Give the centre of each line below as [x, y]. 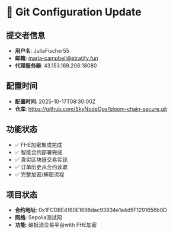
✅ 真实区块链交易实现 [41, 159]
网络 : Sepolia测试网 [38, 217]
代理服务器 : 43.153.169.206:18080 [56, 65]
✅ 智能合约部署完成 [39, 152]
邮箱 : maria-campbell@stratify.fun [57, 58]
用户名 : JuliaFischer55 [42, 51]
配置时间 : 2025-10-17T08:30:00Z [55, 101]
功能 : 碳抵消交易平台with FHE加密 [56, 225]
